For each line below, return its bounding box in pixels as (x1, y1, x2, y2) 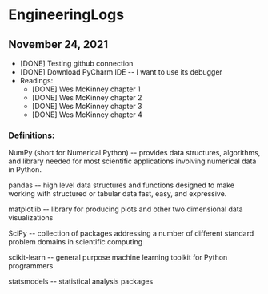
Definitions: (8, 130, 55, 141)
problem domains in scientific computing (8, 237, 143, 247)
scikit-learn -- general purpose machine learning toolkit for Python (8, 252, 228, 262)
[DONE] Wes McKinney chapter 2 (31, 93, 142, 102)
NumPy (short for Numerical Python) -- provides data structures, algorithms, (8, 148, 261, 158)
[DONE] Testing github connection (19, 58, 134, 68)
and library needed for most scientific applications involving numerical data (8, 156, 257, 166)
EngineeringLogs (8, 6, 125, 24)
